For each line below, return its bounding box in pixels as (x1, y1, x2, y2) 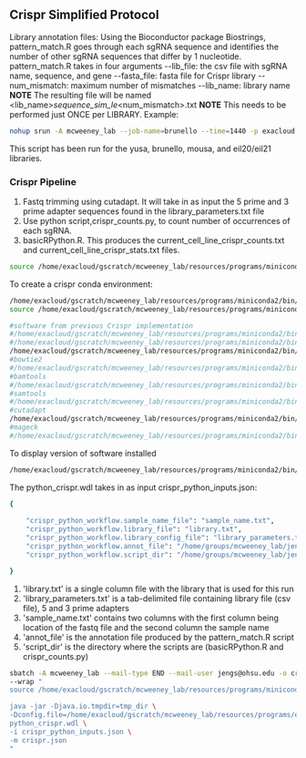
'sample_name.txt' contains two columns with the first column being (22, 612, 280, 623)
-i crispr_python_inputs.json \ (9, 727, 132, 736)
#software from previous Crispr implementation (9, 321, 194, 331)
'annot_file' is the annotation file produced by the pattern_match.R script (22, 631, 294, 642)
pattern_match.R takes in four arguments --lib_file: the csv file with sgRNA (9, 60, 288, 71)
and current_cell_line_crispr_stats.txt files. (22, 244, 180, 255)
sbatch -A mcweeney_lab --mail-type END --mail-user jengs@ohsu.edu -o (9, 669, 287, 678)
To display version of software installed (9, 447, 157, 458)
